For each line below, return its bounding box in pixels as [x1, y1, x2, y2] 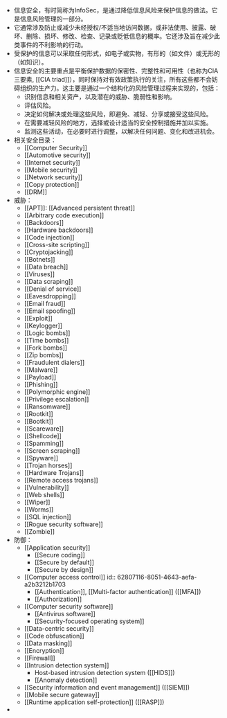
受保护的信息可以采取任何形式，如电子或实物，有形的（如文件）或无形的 [13, 49, 220, 57]
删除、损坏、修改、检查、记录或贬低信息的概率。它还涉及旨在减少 [26, 32, 215, 40]
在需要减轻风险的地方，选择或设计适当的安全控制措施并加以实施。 [24, 118, 212, 127]
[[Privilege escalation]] [24, 395, 89, 403]
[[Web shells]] [24, 491, 64, 499]
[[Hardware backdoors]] [24, 226, 93, 234]
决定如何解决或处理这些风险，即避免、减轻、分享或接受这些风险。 [24, 110, 212, 118]
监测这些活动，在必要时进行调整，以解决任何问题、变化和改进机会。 [24, 127, 219, 135]
